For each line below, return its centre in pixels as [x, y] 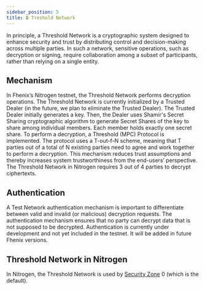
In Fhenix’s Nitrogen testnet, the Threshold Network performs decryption [99, 95]
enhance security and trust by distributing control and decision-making [96, 42]
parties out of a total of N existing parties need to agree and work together [101, 147]
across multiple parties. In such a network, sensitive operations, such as [98, 48]
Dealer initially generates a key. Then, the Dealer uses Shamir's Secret [95, 115]
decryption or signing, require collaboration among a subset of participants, [102, 55]
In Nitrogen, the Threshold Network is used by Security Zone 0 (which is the [103, 274]
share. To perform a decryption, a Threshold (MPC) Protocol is [85, 134]
